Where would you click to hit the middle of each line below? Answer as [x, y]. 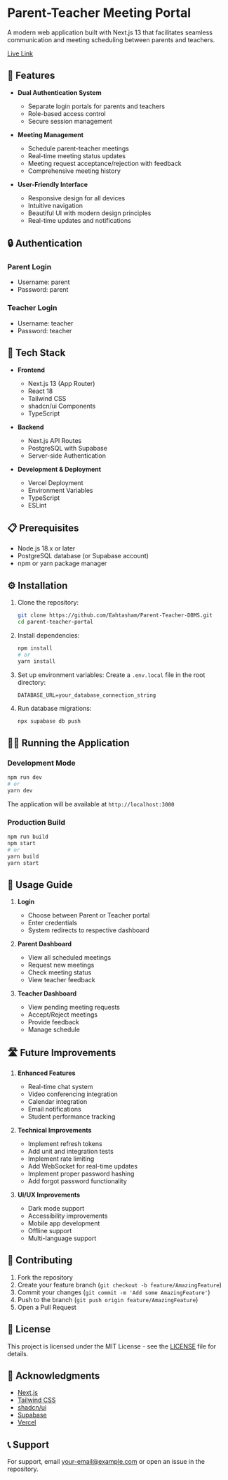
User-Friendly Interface [52, 184]
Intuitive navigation [55, 205]
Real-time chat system [60, 1087]
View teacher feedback [62, 980]
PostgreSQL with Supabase [67, 448]
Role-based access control [67, 113]
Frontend [31, 370]
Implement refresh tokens [65, 1144]
